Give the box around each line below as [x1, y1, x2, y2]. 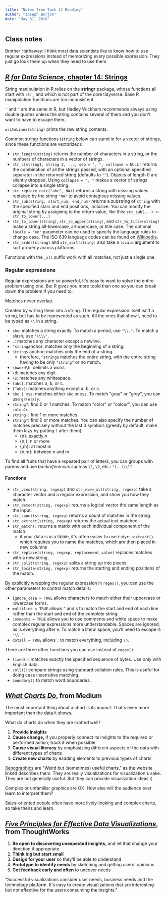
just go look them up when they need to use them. [5, 58, 108, 64]
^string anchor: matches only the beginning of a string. [12, 343, 125, 349]
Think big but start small [12, 851, 64, 857]
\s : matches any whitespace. [12, 375, 72, 381]
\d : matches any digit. [12, 370, 57, 376]
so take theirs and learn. [5, 805, 55, 811]
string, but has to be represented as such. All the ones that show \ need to [5, 313, 157, 319]
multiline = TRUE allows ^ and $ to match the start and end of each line [12, 605, 159, 611]
